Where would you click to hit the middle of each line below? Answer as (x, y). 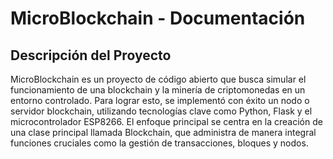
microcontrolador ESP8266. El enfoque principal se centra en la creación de (166, 121)
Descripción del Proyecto (91, 55)
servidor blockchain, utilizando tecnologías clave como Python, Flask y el (161, 111)
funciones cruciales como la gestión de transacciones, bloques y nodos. (159, 143)
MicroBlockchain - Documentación (158, 18)
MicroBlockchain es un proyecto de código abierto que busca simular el (158, 79)
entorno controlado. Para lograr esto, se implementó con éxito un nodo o (160, 100)
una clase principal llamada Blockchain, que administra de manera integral (163, 132)
